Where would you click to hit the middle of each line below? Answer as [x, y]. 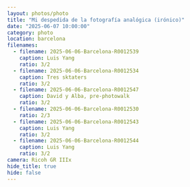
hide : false [24, 173]
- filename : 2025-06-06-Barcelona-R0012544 [76, 141]
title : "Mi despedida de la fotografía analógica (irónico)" [96, 20]
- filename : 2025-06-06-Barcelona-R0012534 [76, 71]
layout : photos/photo [38, 13]
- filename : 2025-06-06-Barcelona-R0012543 [76, 122]
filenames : [23, 45]
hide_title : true [32, 166]
